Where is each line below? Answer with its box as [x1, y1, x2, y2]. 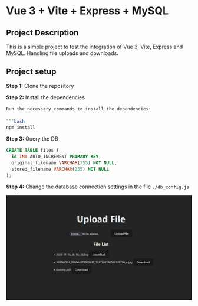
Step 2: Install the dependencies [6, 93, 85, 101]
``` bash [6, 118, 25, 125]
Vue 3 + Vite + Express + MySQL [6, 4, 169, 18]
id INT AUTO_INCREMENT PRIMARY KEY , [11, 154, 101, 160]
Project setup [6, 67, 57, 77]
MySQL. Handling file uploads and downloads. [6, 50, 119, 57]
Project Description [6, 28, 79, 38]
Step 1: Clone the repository [6, 82, 74, 89]
